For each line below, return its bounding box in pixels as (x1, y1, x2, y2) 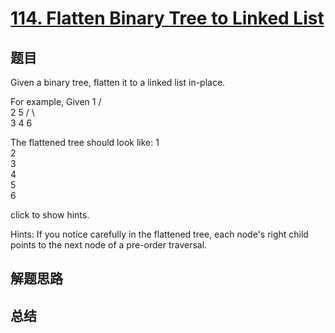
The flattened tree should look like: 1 (10, 137, 160, 148)
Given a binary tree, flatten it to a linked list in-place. (10, 77, 226, 88)
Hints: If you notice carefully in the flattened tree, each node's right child (10, 228, 309, 240)
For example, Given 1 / (10, 96, 102, 107)
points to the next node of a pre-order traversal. (10, 239, 208, 251)
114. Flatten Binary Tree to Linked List (10, 7, 325, 30)
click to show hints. (10, 209, 90, 221)
